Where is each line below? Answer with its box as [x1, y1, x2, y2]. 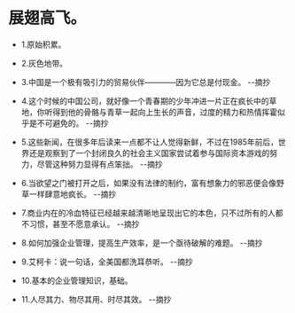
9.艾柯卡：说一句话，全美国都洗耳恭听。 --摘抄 [20, 256, 193, 267]
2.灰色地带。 [20, 58, 68, 68]
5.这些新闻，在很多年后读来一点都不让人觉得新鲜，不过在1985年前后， [20, 137, 279, 147]
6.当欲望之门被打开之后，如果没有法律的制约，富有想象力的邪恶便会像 [20, 177, 277, 188]
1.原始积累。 [20, 39, 66, 50]
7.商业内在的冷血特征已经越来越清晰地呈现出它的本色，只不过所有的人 [20, 207, 276, 218]
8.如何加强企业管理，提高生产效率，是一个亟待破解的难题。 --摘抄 [20, 237, 263, 248]
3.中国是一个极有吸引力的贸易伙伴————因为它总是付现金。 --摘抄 [20, 76, 271, 87]
